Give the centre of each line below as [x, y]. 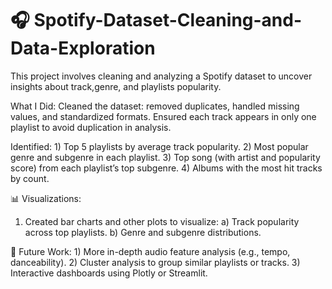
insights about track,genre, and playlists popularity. [116, 86]
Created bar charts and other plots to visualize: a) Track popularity [162, 221]
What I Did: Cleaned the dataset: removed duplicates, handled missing [155, 106]
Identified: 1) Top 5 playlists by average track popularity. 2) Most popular [159, 146]
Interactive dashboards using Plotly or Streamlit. [109, 273]
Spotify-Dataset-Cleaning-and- [168, 20]
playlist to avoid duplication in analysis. [91, 127]
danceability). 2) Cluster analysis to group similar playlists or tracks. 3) [155, 262]
